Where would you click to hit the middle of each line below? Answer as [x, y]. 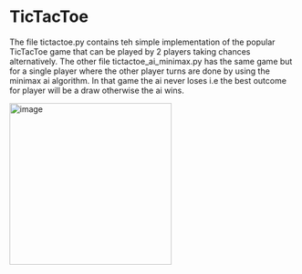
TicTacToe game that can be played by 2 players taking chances [130, 51]
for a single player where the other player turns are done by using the [140, 71]
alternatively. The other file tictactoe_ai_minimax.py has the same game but [151, 61]
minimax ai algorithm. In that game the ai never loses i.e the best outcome [148, 80]
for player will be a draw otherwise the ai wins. [97, 90]
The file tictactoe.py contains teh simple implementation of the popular [142, 42]
